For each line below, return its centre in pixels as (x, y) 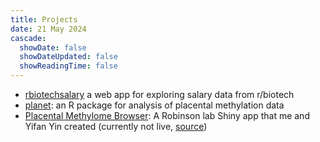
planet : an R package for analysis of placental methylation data (154, 105)
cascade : (28, 38)
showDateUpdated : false (68, 57)
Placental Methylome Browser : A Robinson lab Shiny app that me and (167, 115)
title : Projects (44, 19)
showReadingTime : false (68, 66)
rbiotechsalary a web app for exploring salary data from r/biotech (159, 94)
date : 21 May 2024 (48, 29)
